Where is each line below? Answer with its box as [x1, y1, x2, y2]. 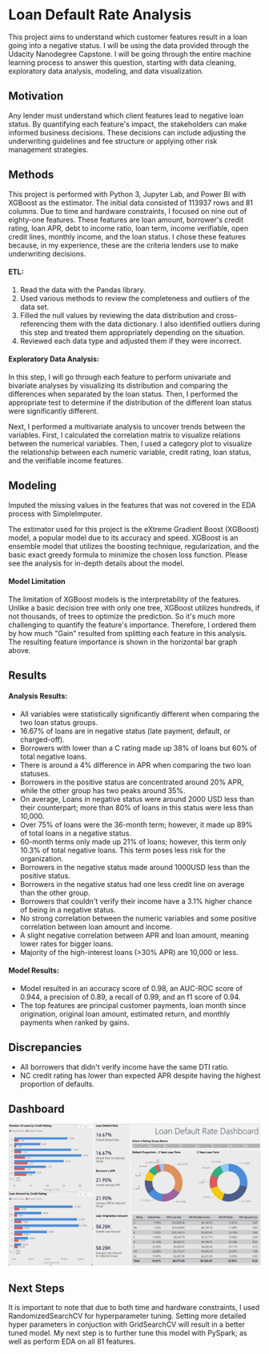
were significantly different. [8, 406, 98, 416]
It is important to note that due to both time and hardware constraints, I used [8, 1303, 260, 1312]
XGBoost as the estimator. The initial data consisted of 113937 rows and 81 [8, 198, 254, 208]
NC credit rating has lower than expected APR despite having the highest [19, 1070, 261, 1080]
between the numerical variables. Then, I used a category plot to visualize [8, 438, 252, 448]
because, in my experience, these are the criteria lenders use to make [8, 240, 239, 250]
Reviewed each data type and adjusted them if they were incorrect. [19, 336, 242, 345]
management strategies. [8, 144, 89, 154]
